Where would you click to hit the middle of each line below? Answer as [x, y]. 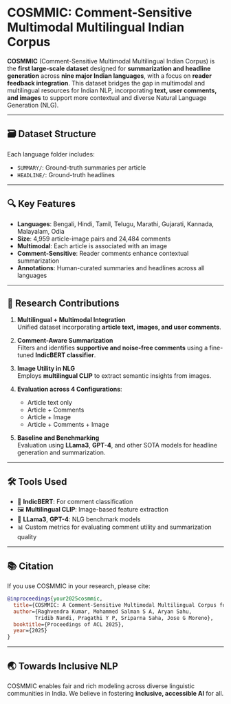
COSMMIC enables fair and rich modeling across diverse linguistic [101, 686]
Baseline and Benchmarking [58, 438]
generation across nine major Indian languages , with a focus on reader [109, 76]
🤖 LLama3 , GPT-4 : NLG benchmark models [79, 519]
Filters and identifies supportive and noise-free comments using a [112, 348]
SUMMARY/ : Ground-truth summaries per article [81, 168]
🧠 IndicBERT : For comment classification [75, 502]
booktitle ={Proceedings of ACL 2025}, [69, 624]
